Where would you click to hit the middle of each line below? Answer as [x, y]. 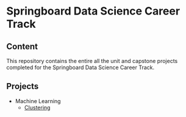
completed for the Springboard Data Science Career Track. [80, 67]
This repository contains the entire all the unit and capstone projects [92, 61]
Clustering [37, 107]
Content [22, 46]
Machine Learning [38, 101]
